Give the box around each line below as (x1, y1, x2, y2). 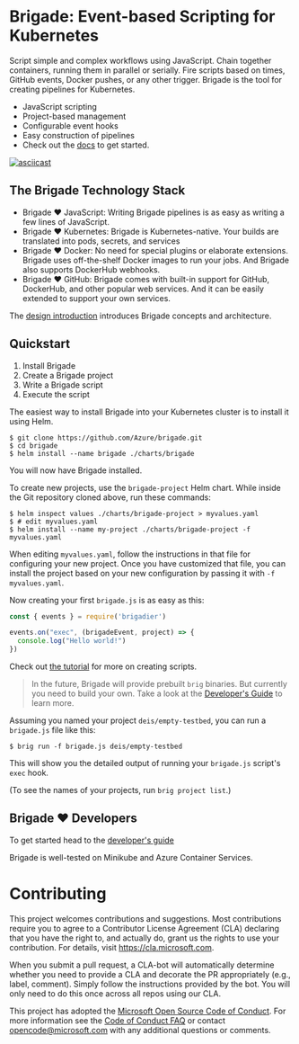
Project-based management (22, 111, 127, 121)
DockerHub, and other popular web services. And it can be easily (22, 283, 265, 294)
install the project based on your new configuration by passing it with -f (9, 567, 276, 578)
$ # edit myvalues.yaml (9, 517, 99, 526)
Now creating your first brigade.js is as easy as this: (9, 594, 205, 605)
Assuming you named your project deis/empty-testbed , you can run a (9, 715, 267, 726)
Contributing (9, 884, 107, 905)
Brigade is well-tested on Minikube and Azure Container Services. (9, 852, 253, 862)
